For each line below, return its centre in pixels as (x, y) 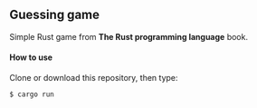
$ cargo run (32, 94)
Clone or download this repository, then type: (94, 78)
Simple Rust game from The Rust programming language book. (129, 36)
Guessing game (55, 15)
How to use (31, 57)
